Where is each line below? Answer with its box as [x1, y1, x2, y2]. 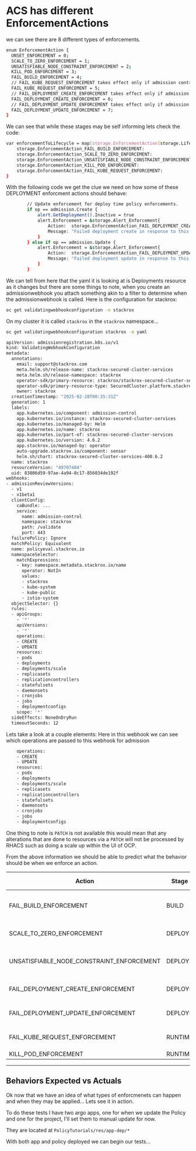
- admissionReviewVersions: [6, 481, 75, 487]
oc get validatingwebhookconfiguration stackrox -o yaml [6, 329, 148, 335]
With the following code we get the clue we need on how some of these [6, 184, 179, 191]
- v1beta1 [11, 492, 35, 498]
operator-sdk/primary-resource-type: [16, 383, 108, 389]
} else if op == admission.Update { [27, 239, 116, 245]
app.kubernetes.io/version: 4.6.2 [16, 437, 100, 443]
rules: [11, 606, 27, 612]
